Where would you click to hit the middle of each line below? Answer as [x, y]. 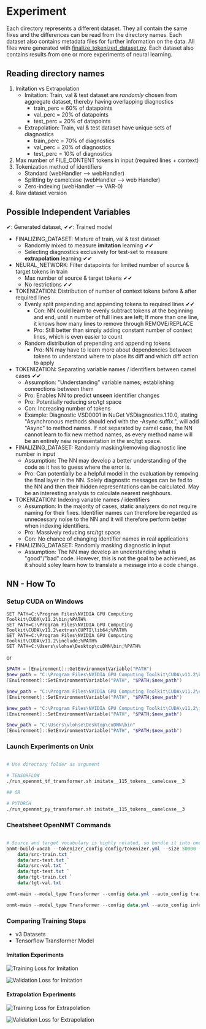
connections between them [59, 388]
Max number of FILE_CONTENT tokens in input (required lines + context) [107, 160]
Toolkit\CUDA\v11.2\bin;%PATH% [46, 620]
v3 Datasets [30, 935]
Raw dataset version [41, 193]
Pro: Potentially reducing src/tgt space [73, 402]
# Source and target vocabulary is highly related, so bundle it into [98, 843]
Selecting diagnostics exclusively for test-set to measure [96, 252]
